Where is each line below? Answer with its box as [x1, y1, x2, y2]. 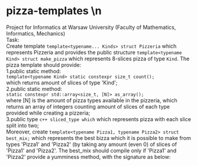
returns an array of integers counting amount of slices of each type [6, 103, 170, 110]
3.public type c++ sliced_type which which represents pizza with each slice [6, 115, 191, 122]
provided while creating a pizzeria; [6, 109, 91, 116]
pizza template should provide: [6, 61, 82, 69]
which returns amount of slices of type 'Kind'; [6, 79, 118, 86]
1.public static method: [6, 67, 61, 74]
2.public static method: [6, 85, 62, 92]
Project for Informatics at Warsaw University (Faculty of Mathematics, [6, 24, 176, 31]
